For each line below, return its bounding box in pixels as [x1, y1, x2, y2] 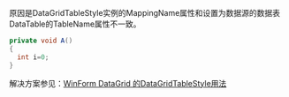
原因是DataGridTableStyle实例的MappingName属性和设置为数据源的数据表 [9, 8, 281, 18]
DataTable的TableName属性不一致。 [9, 19, 141, 29]
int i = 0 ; [17, 52, 49, 62]
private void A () [9, 36, 73, 45]
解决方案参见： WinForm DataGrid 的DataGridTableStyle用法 [9, 78, 227, 88]
